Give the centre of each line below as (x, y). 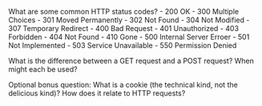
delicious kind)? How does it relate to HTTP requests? (97, 93)
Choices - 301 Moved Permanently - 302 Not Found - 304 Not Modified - (129, 20)
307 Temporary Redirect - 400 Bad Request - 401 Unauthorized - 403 (123, 28)
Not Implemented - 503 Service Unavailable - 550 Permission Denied (123, 45)
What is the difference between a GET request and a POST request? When (131, 61)
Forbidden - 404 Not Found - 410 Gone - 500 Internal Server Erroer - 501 (129, 37)
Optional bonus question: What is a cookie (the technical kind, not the (123, 84)
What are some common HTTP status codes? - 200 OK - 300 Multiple (123, 12)
